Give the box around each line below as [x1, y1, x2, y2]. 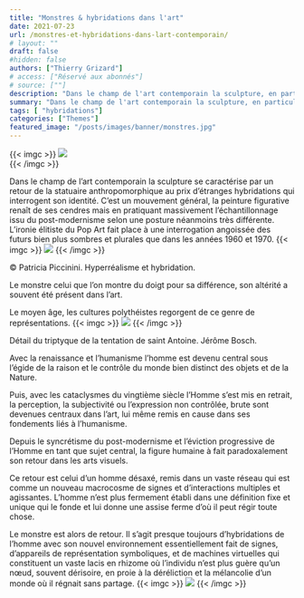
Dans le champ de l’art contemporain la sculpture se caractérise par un [9, 176, 274, 187]
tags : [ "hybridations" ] [9, 106, 103, 115]
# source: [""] [9, 81, 67, 90]
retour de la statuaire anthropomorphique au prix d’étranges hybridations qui [9, 186, 295, 196]
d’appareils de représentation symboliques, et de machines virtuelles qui [9, 548, 280, 558]
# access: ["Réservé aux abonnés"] [9, 72, 144, 82]
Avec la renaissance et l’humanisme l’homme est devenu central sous [9, 352, 269, 363]
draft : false [9, 47, 59, 56]
